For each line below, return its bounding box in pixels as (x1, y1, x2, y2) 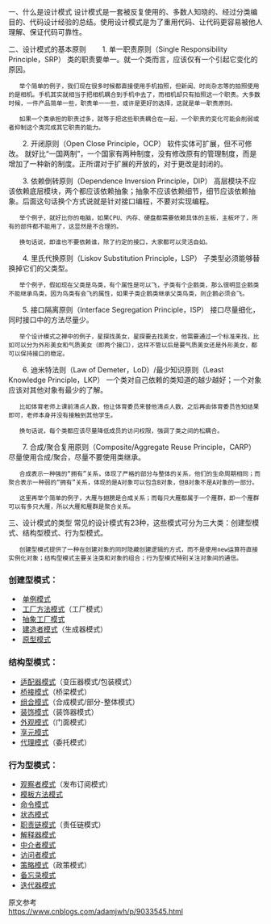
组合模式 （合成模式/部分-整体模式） (19, 697, 140, 707)
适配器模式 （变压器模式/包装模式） (19, 677, 136, 687)
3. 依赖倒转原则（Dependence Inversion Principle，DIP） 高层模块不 (22, 176, 250, 186)
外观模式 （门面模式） (19, 717, 91, 727)
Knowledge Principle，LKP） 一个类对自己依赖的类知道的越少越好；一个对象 (8, 375, 262, 384)
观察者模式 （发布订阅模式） (19, 779, 113, 789)
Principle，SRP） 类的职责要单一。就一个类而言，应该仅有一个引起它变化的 (8, 55, 258, 64)
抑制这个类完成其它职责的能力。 (14, 124, 105, 132)
